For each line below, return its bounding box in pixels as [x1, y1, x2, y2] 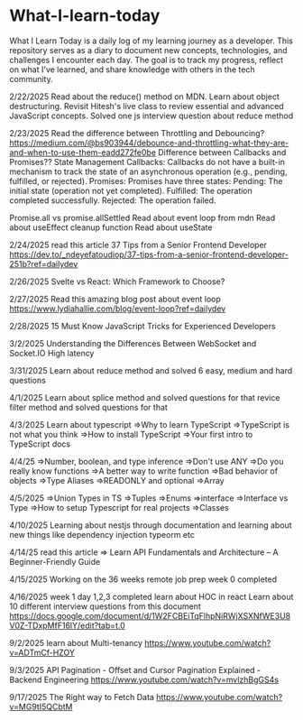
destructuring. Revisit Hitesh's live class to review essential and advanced [9, 100, 284, 111]
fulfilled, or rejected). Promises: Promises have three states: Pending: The [9, 175, 283, 186]
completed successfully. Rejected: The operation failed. [9, 195, 216, 206]
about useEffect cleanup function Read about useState [9, 222, 213, 233]
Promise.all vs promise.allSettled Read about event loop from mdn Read [9, 212, 276, 223]
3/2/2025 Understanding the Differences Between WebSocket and [9, 337, 257, 348]
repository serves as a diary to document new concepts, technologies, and [9, 44, 288, 55]
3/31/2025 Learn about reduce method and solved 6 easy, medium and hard [9, 365, 293, 375]
